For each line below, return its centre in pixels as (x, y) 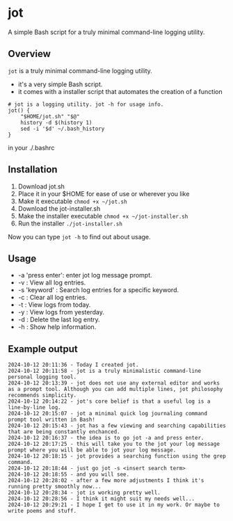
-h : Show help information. (57, 327)
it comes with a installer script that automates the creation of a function (120, 91)
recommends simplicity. (42, 395)
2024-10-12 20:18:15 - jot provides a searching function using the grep (117, 456)
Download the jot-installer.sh (59, 208)
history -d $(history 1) (56, 122)
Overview (30, 54)
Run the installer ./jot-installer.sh (70, 223)
